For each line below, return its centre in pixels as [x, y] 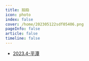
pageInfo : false [23, 29]
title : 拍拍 [17, 10]
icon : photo [18, 15]
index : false [19, 19]
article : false [22, 34]
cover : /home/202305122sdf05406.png [44, 24]
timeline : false [23, 39]
